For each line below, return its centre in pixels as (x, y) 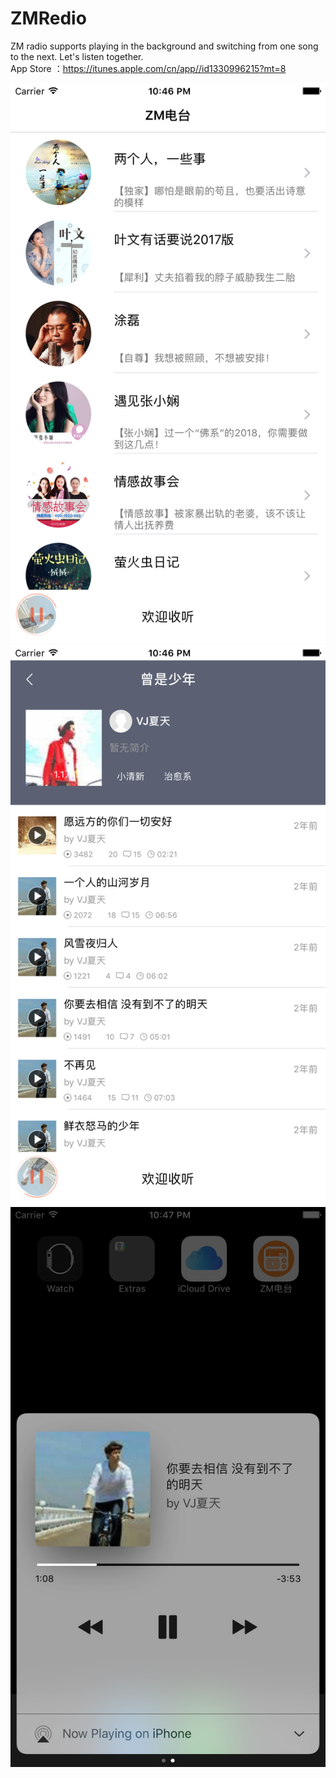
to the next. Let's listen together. (77, 56)
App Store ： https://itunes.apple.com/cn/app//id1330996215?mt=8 (148, 68)
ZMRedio (48, 18)
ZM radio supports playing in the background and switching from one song (164, 46)
